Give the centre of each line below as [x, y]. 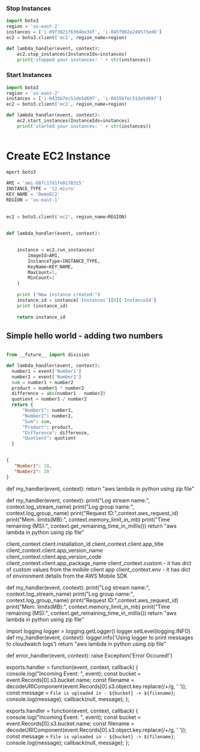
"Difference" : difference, [56, 433]
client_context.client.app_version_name [54, 550]
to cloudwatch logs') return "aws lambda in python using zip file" [86, 644]
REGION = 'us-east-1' [33, 200]
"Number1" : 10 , [33, 466]
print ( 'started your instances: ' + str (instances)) [84, 126]
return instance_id [41, 317]
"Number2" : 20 [32, 471]
